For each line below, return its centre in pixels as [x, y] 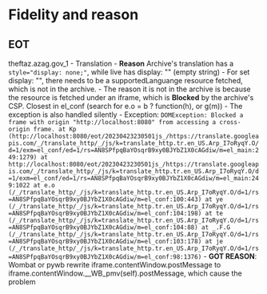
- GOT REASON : [230, 256]
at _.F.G [215, 228]
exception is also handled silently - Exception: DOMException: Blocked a [126, 115]
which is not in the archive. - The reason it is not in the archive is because [130, 89]
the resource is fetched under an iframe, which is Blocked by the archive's [131, 97]
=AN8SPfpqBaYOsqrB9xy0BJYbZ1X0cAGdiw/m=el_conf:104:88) [103, 228]
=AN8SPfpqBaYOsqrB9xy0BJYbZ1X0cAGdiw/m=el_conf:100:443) [105, 199]
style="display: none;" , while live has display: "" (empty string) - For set [129, 72]
